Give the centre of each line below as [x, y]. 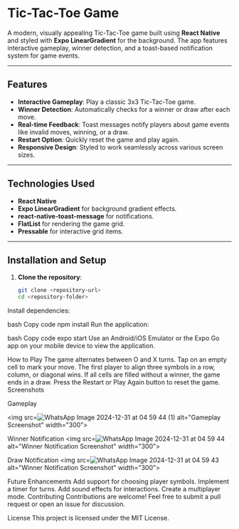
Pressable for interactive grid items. [70, 231]
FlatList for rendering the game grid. [71, 224]
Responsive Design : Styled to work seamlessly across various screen [120, 147]
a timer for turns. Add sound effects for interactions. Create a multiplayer [114, 489]
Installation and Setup [57, 260]
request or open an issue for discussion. [67, 504]
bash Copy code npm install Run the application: [78, 325]
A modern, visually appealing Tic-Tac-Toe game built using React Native [114, 33]
